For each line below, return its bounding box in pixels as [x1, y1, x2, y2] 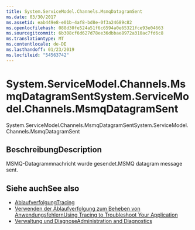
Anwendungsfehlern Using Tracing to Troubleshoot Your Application [14, 211, 178, 218]
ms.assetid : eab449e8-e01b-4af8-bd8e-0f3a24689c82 [6, 19, 132, 25]
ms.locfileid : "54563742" [6, 52, 69, 58]
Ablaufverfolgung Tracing [14, 199, 75, 206]
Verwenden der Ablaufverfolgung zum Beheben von [14, 205, 141, 212]
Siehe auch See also [6, 183, 80, 193]
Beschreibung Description [6, 145, 102, 155]
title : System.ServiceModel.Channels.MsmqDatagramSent [6, 8, 143, 15]
